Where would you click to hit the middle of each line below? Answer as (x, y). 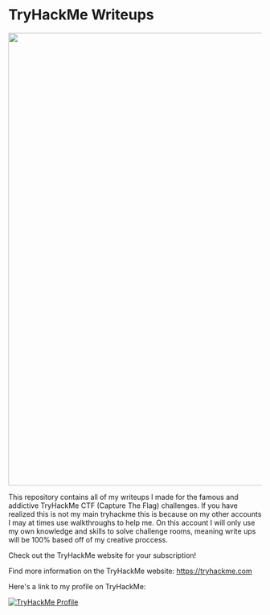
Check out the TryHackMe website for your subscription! (102, 555)
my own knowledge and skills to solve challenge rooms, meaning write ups (132, 531)
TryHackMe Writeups (81, 15)
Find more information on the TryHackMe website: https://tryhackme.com (130, 571)
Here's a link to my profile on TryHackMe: (77, 586)
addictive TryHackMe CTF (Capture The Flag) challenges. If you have (123, 506)
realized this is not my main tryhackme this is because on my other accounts (135, 514)
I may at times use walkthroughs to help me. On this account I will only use (132, 522)
